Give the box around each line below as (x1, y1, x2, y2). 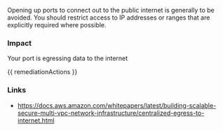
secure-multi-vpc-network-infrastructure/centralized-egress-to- (17, 109, 205, 117)
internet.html (17, 116, 55, 125)
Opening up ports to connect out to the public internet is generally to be (7, 6, 215, 14)
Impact (7, 38, 32, 48)
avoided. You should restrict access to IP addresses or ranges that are (7, 13, 210, 22)
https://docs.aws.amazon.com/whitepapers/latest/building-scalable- (17, 101, 217, 109)
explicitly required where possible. (7, 21, 107, 29)
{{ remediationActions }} (7, 68, 78, 76)
